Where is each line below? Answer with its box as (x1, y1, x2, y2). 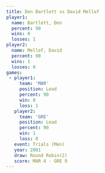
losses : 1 (11, 36, 36, 42)
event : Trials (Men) (14, 141, 65, 147)
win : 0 (19, 97, 36, 103)
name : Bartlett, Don (11, 20, 62, 26)
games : (6, 70, 23, 76)
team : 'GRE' (19, 114, 49, 119)
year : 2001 (14, 147, 42, 153)
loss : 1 (19, 102, 39, 109)
